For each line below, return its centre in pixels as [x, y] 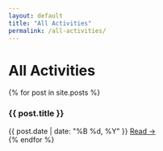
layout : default [36, 16]
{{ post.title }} [36, 113]
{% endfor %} [31, 139]
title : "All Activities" [50, 23]
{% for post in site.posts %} [54, 92]
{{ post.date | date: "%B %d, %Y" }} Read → [82, 131]
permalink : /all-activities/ [57, 31]
